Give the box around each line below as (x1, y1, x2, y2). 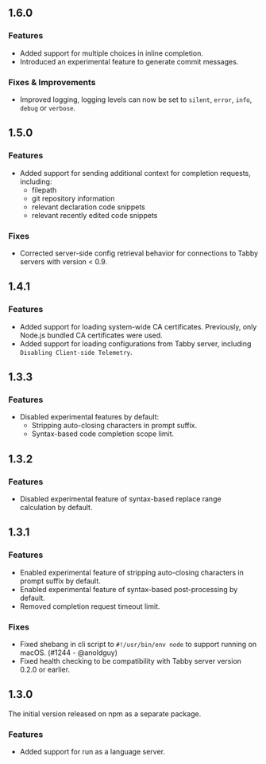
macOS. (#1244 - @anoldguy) (19, 648, 118, 657)
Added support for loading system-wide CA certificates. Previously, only (19, 322, 257, 331)
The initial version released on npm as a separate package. (8, 708, 202, 719)
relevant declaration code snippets (31, 202, 145, 212)
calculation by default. (19, 503, 93, 513)
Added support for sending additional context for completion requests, (19, 168, 252, 177)
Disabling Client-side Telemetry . (19, 347, 133, 357)
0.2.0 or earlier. (19, 665, 70, 675)
